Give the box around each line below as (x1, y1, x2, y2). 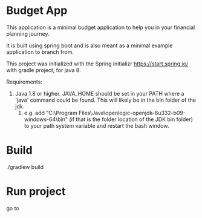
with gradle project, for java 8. (6, 66, 81, 73)
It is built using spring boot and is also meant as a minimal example (6, 42, 173, 49)
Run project (6, 185, 66, 199)
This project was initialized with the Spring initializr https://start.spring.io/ (6, 60, 189, 67)
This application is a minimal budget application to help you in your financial (6, 24, 195, 31)
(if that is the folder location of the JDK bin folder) (69, 116, 194, 123)
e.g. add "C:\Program (24, 109, 77, 116)
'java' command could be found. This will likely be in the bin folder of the (15, 96, 197, 104)
